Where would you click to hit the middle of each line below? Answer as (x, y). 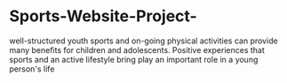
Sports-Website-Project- (103, 16)
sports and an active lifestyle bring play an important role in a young (134, 59)
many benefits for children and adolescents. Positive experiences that (137, 49)
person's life (32, 69)
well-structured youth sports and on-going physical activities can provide (143, 41)
